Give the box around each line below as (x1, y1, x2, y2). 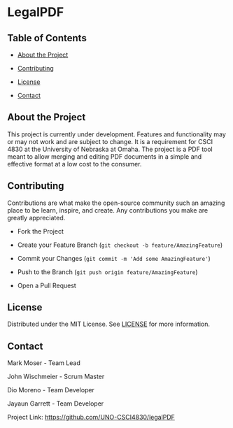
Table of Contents (7, 32, 87, 44)
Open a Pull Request (17, 281, 77, 290)
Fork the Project (17, 227, 64, 235)
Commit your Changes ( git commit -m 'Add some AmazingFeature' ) (17, 254, 211, 262)
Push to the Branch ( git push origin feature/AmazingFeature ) (17, 267, 198, 276)
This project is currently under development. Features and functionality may (7, 130, 226, 138)
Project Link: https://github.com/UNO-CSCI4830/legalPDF (7, 413, 175, 422)
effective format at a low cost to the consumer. (7, 159, 142, 168)
